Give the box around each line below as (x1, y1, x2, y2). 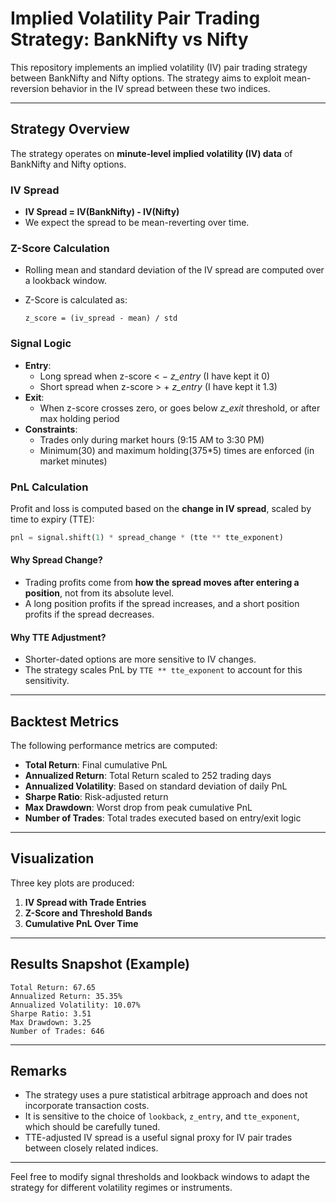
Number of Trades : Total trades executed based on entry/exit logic (24, 812, 302, 824)
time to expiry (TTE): (10, 513, 95, 525)
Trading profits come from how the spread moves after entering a (24, 577, 300, 589)
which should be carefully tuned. (24, 1121, 161, 1133)
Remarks (10, 1063, 68, 1080)
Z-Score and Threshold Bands (24, 907, 153, 919)
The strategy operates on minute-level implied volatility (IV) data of (10, 147, 293, 159)
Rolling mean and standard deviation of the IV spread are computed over (24, 264, 325, 276)
